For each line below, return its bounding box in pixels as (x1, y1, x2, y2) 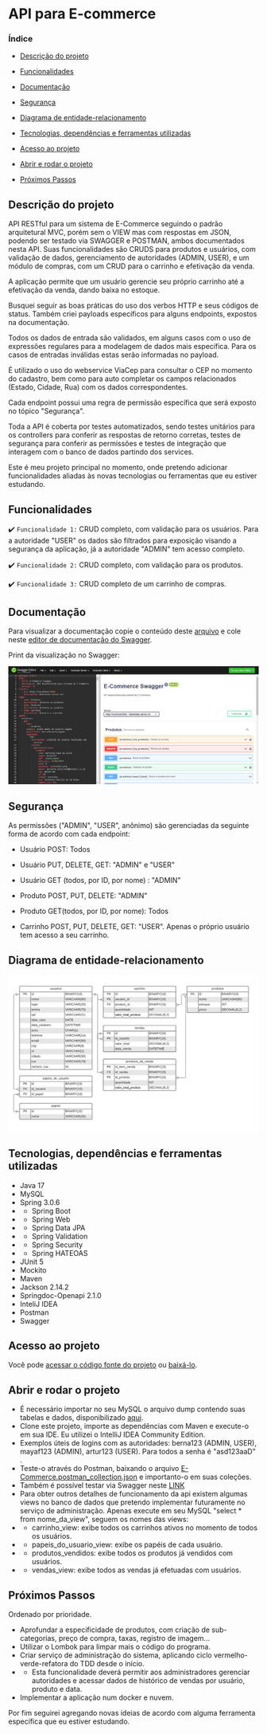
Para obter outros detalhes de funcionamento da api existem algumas (19, 1489, 248, 1499)
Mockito (19, 1265, 47, 1275)
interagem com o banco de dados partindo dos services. (8, 447, 195, 457)
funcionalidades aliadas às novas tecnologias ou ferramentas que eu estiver (8, 471, 257, 481)
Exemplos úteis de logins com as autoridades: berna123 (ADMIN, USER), (19, 1438, 257, 1448)
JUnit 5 (19, 1257, 44, 1266)
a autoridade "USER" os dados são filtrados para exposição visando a (8, 535, 237, 546)
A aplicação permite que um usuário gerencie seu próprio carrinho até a (8, 277, 245, 287)
